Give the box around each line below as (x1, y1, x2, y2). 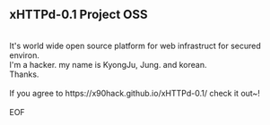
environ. (9, 49, 40, 61)
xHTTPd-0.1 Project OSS (9, 7, 148, 22)
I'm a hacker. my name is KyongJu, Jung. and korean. (9, 59, 208, 70)
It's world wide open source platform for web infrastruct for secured (9, 40, 262, 51)
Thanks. (9, 69, 39, 79)
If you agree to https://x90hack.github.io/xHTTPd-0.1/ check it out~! (9, 87, 260, 98)
